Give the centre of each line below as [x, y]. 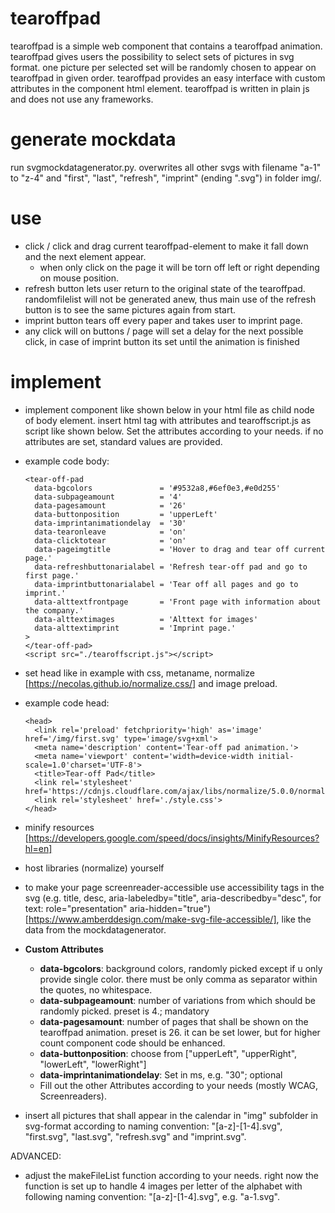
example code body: [67, 461]
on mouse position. [79, 278]
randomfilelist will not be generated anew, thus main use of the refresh [170, 299]
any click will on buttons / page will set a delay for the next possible [164, 331]
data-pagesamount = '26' [110, 505]
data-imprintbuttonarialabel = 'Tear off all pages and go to [166, 584]
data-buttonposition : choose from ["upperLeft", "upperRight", [168, 1053]
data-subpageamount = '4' [108, 497]
